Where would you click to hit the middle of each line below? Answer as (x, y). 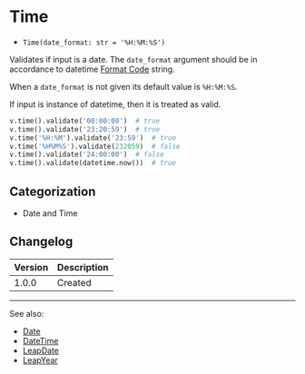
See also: (27, 313)
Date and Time (50, 213)
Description (83, 267)
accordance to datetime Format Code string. (92, 69)
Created (75, 282)
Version (31, 267)
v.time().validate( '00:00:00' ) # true (85, 121)
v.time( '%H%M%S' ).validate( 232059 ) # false (95, 146)
